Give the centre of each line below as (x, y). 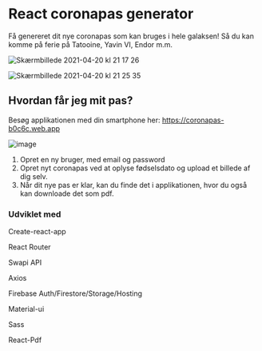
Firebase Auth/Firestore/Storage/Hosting (75, 293)
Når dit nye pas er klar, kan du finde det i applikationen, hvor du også (133, 185)
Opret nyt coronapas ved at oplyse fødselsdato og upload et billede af (135, 168)
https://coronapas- (193, 120)
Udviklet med (35, 214)
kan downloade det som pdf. (67, 193)
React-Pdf (25, 340)
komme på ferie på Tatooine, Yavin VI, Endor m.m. (91, 44)
